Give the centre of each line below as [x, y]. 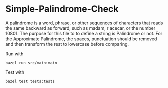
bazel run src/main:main [31, 63]
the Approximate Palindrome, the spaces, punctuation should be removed [81, 39]
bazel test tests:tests [30, 81]
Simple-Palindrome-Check [62, 9]
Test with [15, 72]
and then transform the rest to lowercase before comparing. [67, 44]
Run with [14, 54]
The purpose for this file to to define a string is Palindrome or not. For [91, 33]
